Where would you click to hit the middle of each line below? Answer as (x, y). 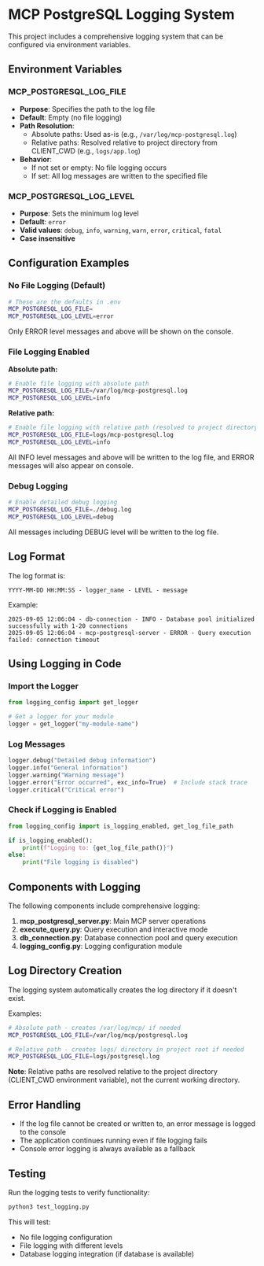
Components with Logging (75, 887)
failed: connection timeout (54, 640)
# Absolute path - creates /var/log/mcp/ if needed (94, 1028)
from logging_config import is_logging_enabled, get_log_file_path (121, 826)
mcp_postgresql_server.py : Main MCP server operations (113, 921)
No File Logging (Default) (57, 286)
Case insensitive (48, 238)
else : (17, 855)
